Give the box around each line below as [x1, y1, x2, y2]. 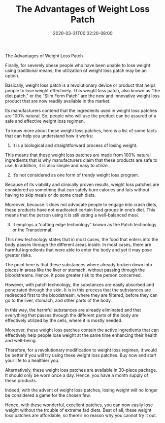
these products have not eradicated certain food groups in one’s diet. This [5, 207, 156, 212]
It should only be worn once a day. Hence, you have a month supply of [5, 372, 149, 378]
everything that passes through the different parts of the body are [5, 312, 139, 318]
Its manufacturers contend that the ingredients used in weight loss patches [5, 107, 158, 113]
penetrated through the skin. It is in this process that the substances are [5, 287, 151, 293]
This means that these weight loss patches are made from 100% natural [5, 152, 151, 158]
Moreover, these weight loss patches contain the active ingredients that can [5, 327, 159, 333]
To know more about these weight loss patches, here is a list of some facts [5, 127, 157, 134]
